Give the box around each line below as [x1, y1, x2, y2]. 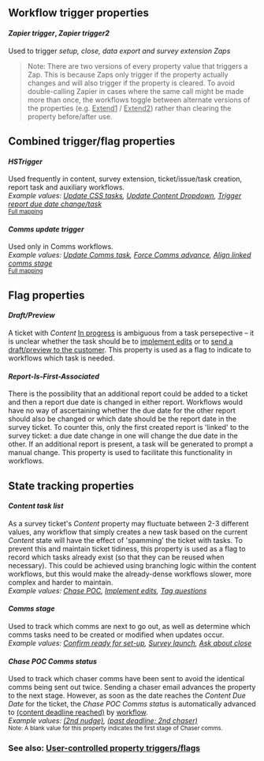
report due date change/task [8, 199, 102, 209]
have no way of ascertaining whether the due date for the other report [8, 406, 236, 416]
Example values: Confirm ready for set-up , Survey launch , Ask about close [8, 638, 252, 647]
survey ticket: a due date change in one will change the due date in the [8, 431, 238, 441]
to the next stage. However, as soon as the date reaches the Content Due [8, 691, 246, 700]
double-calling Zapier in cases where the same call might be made [27, 86, 244, 96]
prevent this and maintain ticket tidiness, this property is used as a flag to [8, 544, 246, 553]
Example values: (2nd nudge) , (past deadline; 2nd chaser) [8, 716, 199, 725]
